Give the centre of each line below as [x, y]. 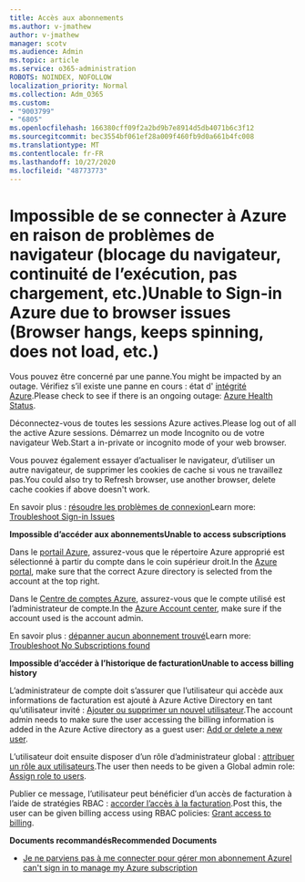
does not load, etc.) [84, 351]
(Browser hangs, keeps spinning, [137, 332]
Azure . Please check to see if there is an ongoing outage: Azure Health [141, 396]
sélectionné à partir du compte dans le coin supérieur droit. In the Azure [143, 562]
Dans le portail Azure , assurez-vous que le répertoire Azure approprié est [147, 552]
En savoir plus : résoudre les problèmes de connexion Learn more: [133, 507]
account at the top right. [55, 581]
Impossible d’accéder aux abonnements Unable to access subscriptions [148, 534]
